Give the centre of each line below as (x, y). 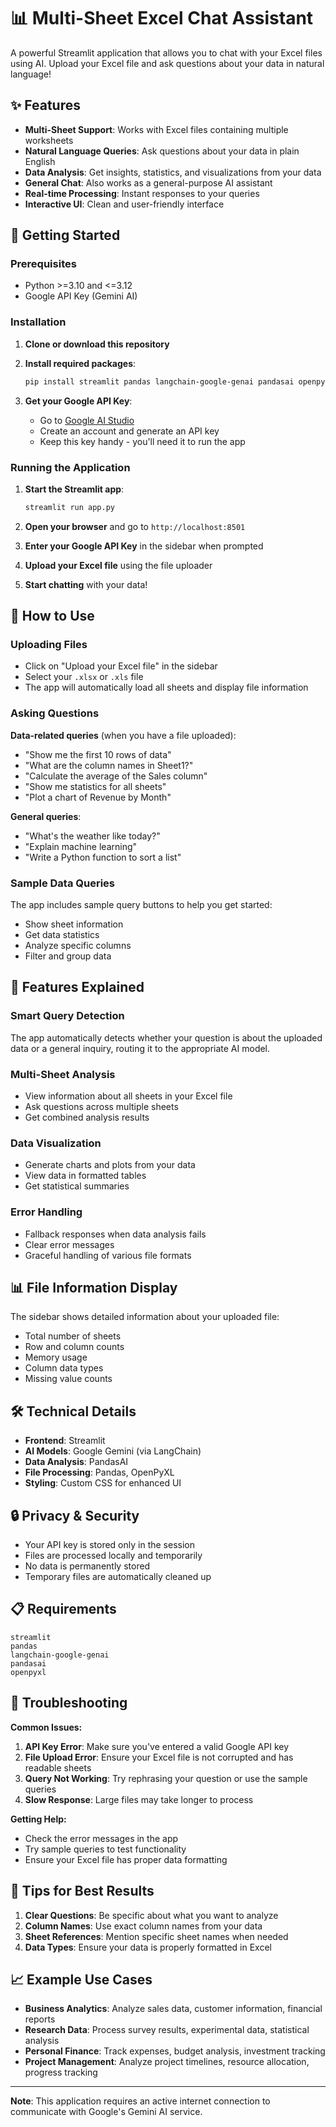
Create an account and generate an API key (129, 431)
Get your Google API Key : (78, 401)
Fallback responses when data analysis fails (115, 1234)
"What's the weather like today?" (92, 836)
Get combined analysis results (87, 1117)
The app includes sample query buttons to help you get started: (141, 905)
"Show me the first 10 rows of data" (98, 754)
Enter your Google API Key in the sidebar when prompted (144, 546)
